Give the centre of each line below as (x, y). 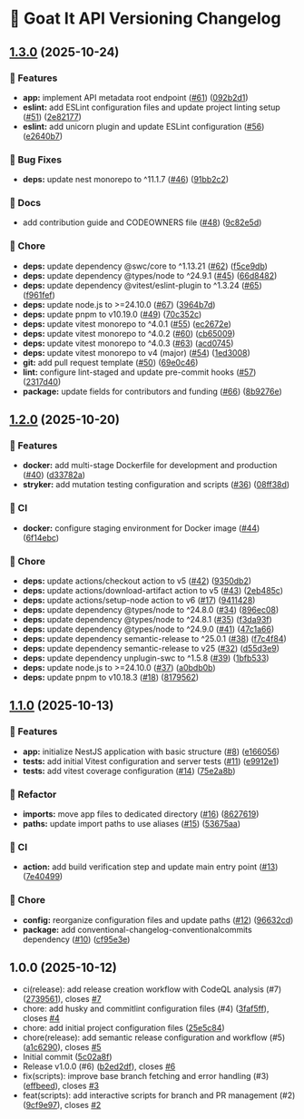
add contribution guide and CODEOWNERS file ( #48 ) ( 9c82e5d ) (142, 222)
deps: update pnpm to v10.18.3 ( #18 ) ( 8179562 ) (111, 677)
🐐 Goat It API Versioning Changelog (145, 19)
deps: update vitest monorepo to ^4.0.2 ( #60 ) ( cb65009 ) (129, 333)
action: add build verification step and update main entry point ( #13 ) (150, 867)
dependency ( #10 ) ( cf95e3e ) (76, 939)
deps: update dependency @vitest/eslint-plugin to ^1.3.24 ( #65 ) (142, 285)
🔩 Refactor (33, 794)
